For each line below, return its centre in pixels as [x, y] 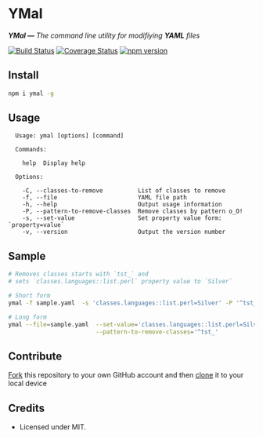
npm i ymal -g [31, 93]
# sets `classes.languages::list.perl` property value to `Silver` [121, 282]
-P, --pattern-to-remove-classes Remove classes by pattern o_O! [133, 212]
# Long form [27, 317]
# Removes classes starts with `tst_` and [78, 274]
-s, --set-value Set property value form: [122, 218]
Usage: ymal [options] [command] [70, 136]
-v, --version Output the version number [124, 232]
